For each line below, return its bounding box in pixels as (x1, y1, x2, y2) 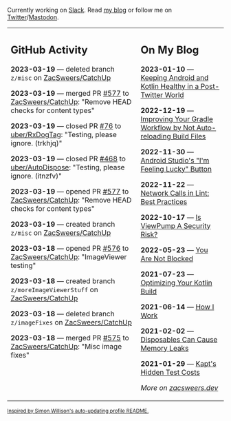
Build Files (173, 131, 206, 141)
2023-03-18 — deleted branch (10, 309, 115, 318)
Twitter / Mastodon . (7, 13, 60, 21)
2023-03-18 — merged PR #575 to (10, 333, 129, 342)
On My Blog (140, 43, 199, 57)
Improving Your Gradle (140, 114, 213, 123)
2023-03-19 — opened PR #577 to (10, 186, 129, 196)
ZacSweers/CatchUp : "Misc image (10, 341, 122, 351)
